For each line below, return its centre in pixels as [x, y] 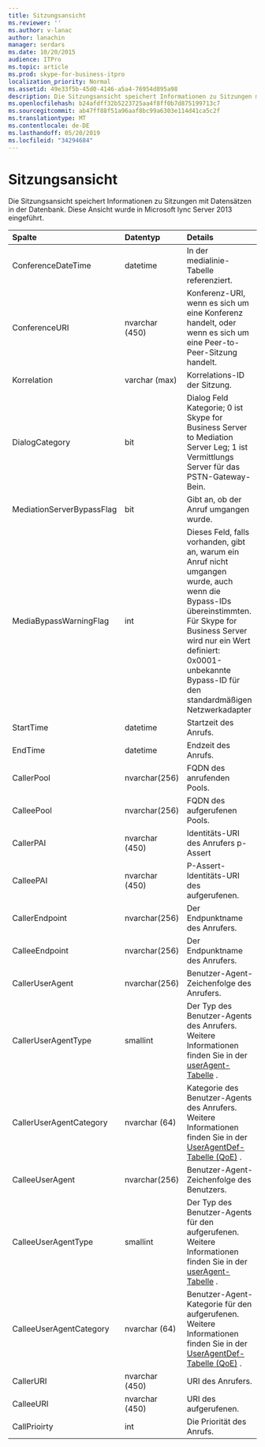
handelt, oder [211, 323]
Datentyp [143, 238]
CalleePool [32, 810]
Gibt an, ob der [214, 500]
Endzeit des [209, 746]
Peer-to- [222, 343]
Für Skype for [212, 621]
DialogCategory [41, 442]
